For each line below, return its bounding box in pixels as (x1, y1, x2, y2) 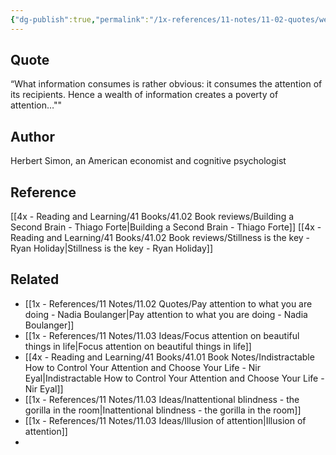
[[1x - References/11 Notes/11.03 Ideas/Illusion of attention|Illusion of (24, 414, 307, 426)
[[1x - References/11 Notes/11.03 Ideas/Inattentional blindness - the (24, 393, 300, 405)
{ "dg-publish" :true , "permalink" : (10, 14, 150, 25)
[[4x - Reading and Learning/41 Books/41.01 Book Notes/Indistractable (24, 351, 315, 363)
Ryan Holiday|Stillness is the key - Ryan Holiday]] (10, 242, 214, 255)
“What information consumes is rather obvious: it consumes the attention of (10, 78, 323, 90)
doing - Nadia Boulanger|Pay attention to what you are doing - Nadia (24, 308, 308, 320)
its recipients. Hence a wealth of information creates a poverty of (10, 89, 279, 101)
